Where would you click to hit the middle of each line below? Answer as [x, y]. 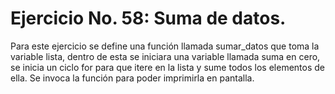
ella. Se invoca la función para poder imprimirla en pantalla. [132, 78]
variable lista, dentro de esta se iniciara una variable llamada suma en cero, [165, 56]
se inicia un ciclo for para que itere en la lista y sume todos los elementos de [167, 67]
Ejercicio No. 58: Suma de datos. [148, 18]
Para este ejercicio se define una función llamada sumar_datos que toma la [165, 46]
